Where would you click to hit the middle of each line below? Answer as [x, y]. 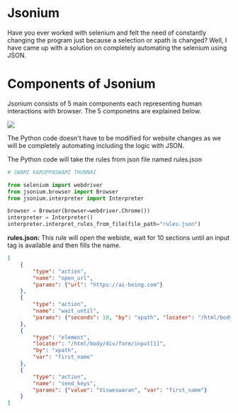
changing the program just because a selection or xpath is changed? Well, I [117, 40]
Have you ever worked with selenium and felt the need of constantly [107, 33]
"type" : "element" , [62, 337]
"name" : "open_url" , [63, 278]
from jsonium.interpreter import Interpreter [75, 198]
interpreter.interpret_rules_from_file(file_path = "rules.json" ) [104, 225]
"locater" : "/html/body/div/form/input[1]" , [100, 344]
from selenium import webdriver [55, 185]
